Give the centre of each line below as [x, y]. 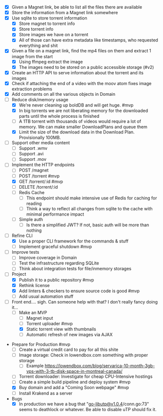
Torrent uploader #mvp [50, 323]
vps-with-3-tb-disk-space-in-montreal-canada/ [74, 372]
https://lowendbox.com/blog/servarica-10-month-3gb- [100, 366]
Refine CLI [22, 236]
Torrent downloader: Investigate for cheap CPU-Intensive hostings [86, 376]
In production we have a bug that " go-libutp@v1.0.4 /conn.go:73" [84, 404]
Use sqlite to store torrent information [49, 18]
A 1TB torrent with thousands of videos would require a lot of [80, 121]
